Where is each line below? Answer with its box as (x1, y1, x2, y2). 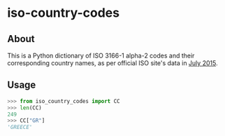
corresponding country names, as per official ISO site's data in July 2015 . (7, 59, 218, 67)
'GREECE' (7, 124, 33, 131)
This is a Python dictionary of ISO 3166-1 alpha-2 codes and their (7, 51, 195, 60)
